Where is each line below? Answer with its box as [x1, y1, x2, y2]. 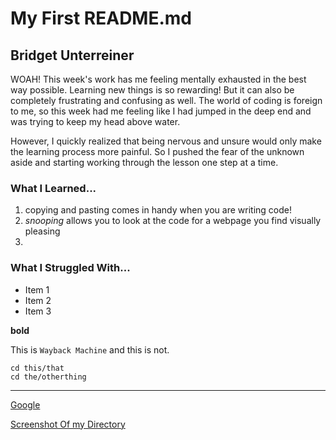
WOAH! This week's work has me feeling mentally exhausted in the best [10, 73, 307, 85]
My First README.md [10, 7, 193, 30]
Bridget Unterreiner [10, 47, 135, 64]
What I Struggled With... [10, 261, 131, 275]
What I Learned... [10, 181, 97, 195]
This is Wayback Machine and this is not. [10, 343, 170, 356]
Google [10, 398, 41, 411]
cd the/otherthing [10, 372, 87, 382]
